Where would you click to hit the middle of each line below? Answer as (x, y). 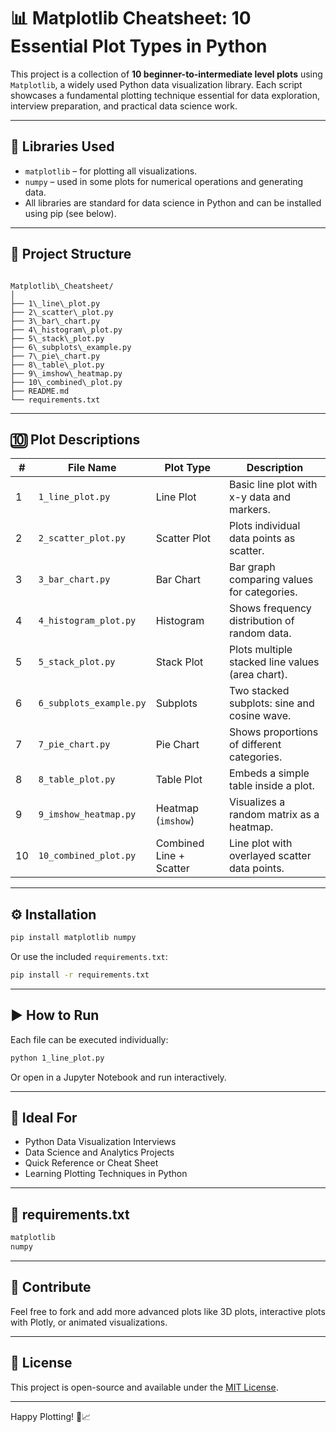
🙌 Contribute (51, 1287)
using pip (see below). (70, 213)
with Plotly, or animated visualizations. (89, 1322)
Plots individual (264, 526)
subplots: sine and (271, 703)
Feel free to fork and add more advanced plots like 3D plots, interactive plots (168, 1311)
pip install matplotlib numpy (73, 938)
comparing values (271, 580)
